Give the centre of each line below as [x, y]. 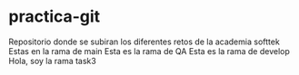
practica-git [55, 17]
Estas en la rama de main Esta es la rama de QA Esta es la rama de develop [149, 51]
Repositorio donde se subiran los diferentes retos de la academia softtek [145, 42]
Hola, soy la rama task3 [52, 61]
